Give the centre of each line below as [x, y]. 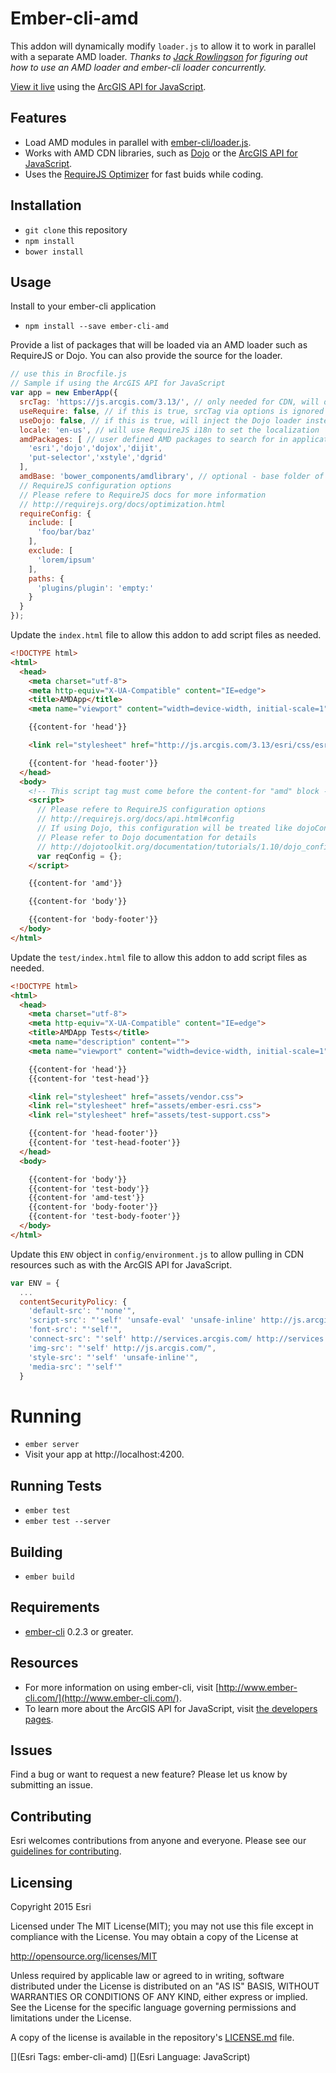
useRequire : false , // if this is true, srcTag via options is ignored [172, 411]
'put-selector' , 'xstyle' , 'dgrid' [98, 458]
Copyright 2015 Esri [51, 1906]
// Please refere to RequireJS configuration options [151, 810]
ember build [49, 1577]
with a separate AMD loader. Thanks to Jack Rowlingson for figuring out [159, 56]
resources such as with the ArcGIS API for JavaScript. [121, 1264]
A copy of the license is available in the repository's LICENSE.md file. [152, 2037]
